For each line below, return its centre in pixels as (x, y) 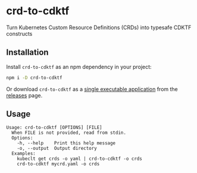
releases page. (24, 95)
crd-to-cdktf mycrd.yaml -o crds (58, 164)
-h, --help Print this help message (66, 143)
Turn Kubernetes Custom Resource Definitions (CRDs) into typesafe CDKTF (99, 27)
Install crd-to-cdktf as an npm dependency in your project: (79, 67)
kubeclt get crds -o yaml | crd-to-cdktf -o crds (80, 159)
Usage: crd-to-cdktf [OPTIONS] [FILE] (54, 128)
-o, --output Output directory (57, 149)
